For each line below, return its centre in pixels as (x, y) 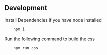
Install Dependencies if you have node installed (53, 20)
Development (26, 8)
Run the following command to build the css (50, 39)
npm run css (26, 48)
